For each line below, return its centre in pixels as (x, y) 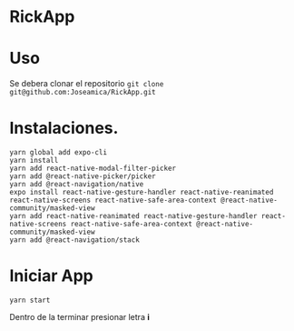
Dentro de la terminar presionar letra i (79, 317)
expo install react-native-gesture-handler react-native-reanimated (142, 193)
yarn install (34, 161)
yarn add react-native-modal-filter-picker (93, 169)
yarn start (30, 300)
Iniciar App (51, 276)
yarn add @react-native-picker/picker (83, 176)
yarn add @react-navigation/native (77, 185)
